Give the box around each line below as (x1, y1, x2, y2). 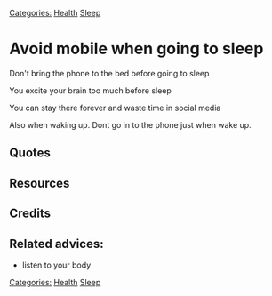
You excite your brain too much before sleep (9, 84, 172, 96)
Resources (9, 175, 70, 190)
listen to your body (21, 260, 92, 270)
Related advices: (9, 236, 104, 252)
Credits (9, 206, 52, 221)
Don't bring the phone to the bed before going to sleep (9, 68, 210, 78)
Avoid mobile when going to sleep (9, 39, 264, 59)
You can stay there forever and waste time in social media (9, 102, 221, 113)
